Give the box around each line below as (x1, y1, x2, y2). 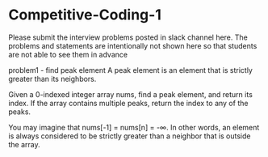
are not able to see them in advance (8, 49, 128, 59)
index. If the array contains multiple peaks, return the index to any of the (8, 98, 249, 108)
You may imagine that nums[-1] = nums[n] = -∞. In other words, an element (8, 122, 260, 132)
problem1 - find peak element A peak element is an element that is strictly (8, 65, 253, 74)
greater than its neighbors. (8, 74, 97, 83)
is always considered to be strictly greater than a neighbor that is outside (8, 131, 251, 141)
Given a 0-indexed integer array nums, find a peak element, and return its (8, 89, 253, 99)
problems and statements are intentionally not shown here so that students (8, 40, 258, 50)
